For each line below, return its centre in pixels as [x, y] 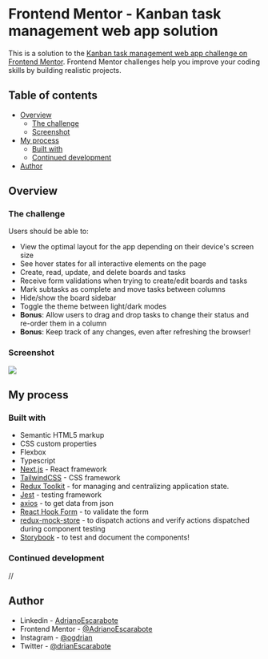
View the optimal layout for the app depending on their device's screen [137, 247]
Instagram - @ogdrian [56, 637]
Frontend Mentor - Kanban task [115, 14]
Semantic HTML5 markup [62, 435]
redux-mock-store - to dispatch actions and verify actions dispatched [135, 520]
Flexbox [33, 452]
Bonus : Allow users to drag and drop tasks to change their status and [134, 315]
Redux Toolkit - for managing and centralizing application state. [124, 487]
